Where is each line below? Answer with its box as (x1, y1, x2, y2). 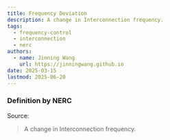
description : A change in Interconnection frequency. (7, 16, 165, 23)
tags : (7, 23, 23, 29)
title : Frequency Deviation (7, 10, 88, 17)
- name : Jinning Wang (13, 55, 75, 61)
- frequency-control (13, 29, 72, 36)
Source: (7, 111, 29, 120)
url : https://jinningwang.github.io (19, 61, 125, 68)
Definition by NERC (7, 96, 72, 106)
